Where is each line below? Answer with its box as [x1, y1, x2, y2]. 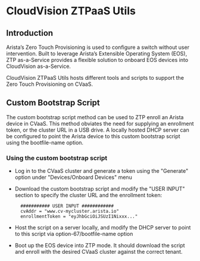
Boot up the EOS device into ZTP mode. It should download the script [14, 242, 186, 249]
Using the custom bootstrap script [6, 154, 108, 162]
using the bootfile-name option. [6, 139, 84, 146]
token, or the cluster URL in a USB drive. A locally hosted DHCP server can [6, 126, 189, 133]
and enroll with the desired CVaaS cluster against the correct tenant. [14, 248, 183, 256]
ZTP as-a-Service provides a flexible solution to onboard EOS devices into [6, 57, 189, 63]
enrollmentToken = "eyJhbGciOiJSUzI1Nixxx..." [20, 213, 138, 220]
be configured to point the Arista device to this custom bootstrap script [6, 132, 180, 139]
